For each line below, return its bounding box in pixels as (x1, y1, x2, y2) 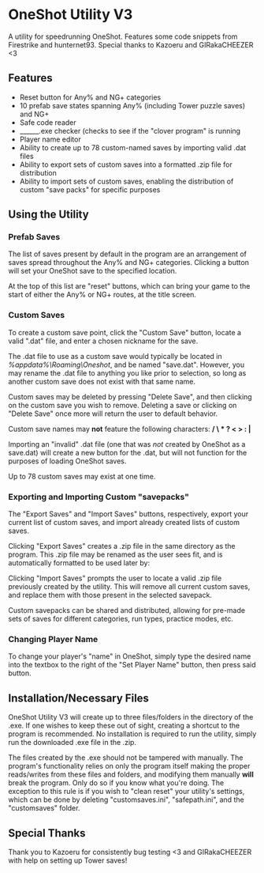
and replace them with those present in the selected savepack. (8, 591, 213, 600)
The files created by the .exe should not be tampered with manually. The (8, 753, 244, 762)
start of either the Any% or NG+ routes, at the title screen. (8, 290, 197, 300)
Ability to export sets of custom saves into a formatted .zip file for (19, 160, 232, 169)
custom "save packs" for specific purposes (19, 184, 161, 195)
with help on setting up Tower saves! (8, 856, 128, 865)
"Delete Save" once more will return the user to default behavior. (8, 409, 218, 418)
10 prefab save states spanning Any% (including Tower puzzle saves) (19, 100, 246, 110)
